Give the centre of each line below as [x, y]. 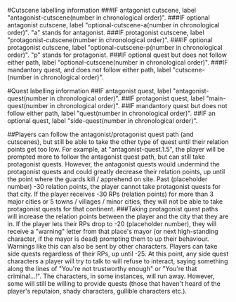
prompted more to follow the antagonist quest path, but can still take [106, 157]
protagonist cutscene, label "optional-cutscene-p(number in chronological [115, 47]
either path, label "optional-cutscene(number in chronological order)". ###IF [118, 62]
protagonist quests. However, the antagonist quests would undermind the [113, 164]
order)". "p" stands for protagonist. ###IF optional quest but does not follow [117, 55]
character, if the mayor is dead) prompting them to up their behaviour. [108, 239]
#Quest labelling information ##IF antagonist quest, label [90, 91]
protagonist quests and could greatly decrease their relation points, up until [116, 172]
